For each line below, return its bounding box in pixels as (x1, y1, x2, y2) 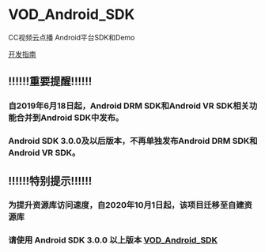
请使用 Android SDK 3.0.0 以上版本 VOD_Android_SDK (8, 235, 218, 246)
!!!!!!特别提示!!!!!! (8, 174, 93, 187)
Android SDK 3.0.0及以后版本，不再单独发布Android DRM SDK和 (8, 136, 258, 147)
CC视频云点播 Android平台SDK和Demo (8, 32, 135, 42)
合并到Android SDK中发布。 (16, 112, 124, 123)
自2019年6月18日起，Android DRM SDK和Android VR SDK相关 (8, 100, 249, 111)
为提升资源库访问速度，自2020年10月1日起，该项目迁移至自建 (8, 200, 244, 211)
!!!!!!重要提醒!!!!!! (8, 75, 93, 88)
